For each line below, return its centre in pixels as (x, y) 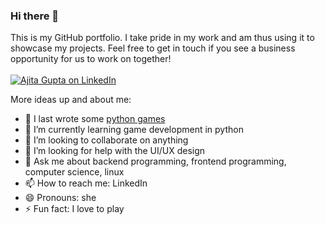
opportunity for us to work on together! (91, 59)
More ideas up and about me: (71, 100)
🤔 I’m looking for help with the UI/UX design (115, 151)
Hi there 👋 (35, 16)
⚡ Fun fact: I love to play (74, 209)
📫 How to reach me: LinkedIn (86, 183)
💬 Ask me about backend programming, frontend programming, (155, 161)
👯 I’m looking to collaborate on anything (106, 140)
